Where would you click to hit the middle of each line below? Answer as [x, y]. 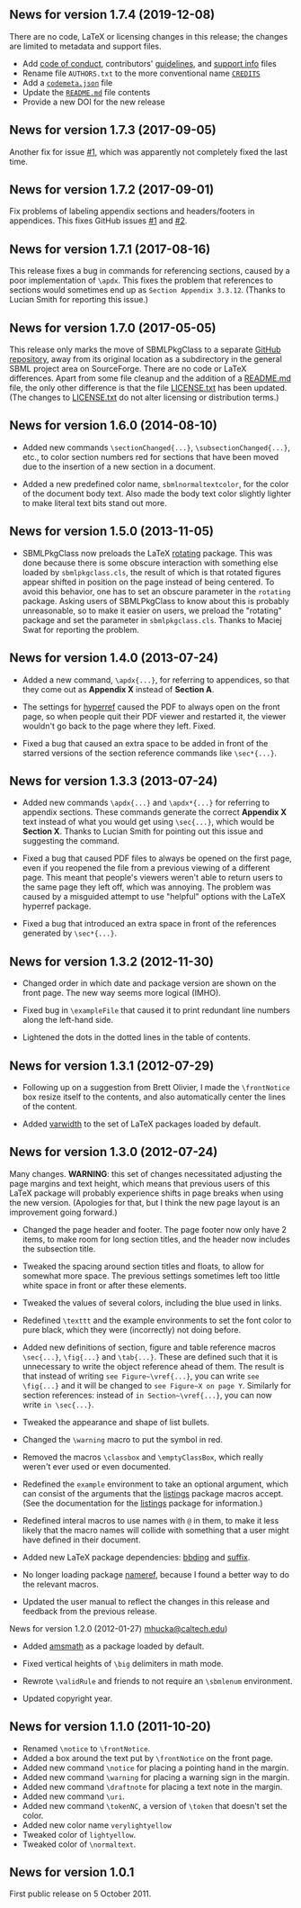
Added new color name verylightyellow [97, 1825]
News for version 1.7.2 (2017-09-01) [112, 190]
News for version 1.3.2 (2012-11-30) [111, 961]
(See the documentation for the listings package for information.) [142, 1503]
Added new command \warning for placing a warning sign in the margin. [156, 1777]
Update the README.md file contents [86, 92]
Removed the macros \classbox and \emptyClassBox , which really [142, 1457]
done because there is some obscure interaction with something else [150, 563]
